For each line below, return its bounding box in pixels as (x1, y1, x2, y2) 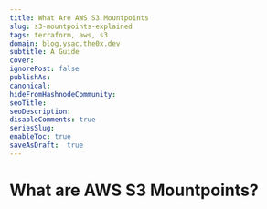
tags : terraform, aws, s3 (9, 30, 108, 39)
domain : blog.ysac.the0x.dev (9, 38, 121, 48)
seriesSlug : (9, 124, 55, 133)
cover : (9, 56, 35, 65)
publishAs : (9, 73, 51, 82)
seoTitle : (9, 98, 48, 108)
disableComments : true (9, 115, 96, 124)
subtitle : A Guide (9, 47, 80, 57)
